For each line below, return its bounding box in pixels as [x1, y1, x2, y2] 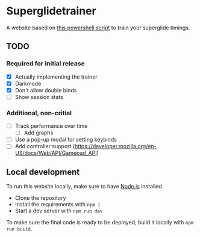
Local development [6, 167, 80, 177]
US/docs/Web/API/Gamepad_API [14, 149, 98, 157]
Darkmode [14, 80, 42, 87]
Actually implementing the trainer [14, 73, 98, 80]
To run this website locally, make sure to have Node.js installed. [6, 183, 164, 190]
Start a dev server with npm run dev [14, 207, 103, 214]
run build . [6, 225, 33, 232]
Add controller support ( [14, 143, 75, 150]
